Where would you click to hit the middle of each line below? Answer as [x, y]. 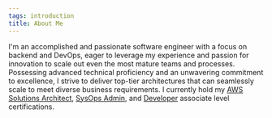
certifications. [32, 107]
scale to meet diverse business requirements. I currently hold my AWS [126, 89]
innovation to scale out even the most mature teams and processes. [122, 63]
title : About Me [36, 23]
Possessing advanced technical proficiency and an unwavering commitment [136, 72]
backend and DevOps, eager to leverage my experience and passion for [129, 55]
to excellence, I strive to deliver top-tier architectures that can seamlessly [131, 81]
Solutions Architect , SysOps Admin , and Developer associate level [119, 98]
